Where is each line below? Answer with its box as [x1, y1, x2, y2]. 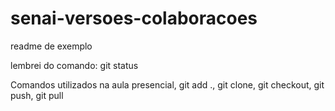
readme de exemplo [10, 40, 93, 52]
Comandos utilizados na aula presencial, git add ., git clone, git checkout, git [10, 78, 325, 91]
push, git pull [10, 89, 64, 101]
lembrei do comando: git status [10, 59, 139, 71]
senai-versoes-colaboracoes [10, 7, 258, 30]
